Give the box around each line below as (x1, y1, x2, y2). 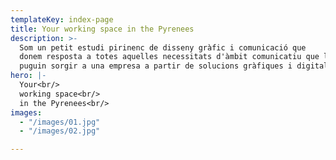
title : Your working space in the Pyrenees (10, 24, 195, 34)
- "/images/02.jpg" (19, 126, 101, 136)
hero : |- (10, 71, 47, 81)
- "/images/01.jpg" (19, 117, 101, 127)
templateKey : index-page (10, 14, 114, 25)
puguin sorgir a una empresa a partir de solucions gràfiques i (19, 61, 293, 71)
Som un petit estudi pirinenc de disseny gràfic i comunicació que (19, 42, 307, 53)
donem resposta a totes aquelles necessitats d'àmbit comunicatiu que (19, 52, 320, 62)
